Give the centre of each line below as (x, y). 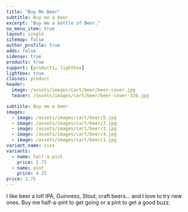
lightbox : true (25, 73)
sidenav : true (24, 56)
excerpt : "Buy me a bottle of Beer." (53, 23)
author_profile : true (33, 46)
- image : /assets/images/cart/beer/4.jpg (64, 135)
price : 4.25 (32, 174)
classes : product (28, 79)
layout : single (25, 34)
